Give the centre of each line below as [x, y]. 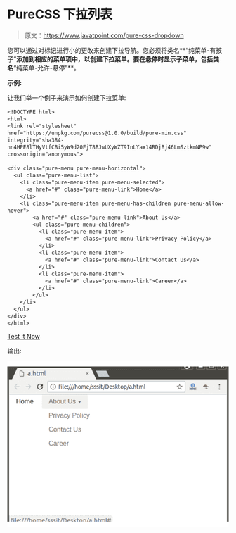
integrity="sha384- [36, 140]
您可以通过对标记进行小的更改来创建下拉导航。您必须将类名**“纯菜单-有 [112, 50]
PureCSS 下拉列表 [60, 14]
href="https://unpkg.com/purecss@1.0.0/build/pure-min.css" [97, 133]
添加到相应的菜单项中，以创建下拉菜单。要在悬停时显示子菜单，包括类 [118, 59]
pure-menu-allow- [199, 203]
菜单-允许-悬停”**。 [51, 68]
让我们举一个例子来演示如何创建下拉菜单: [67, 98]
